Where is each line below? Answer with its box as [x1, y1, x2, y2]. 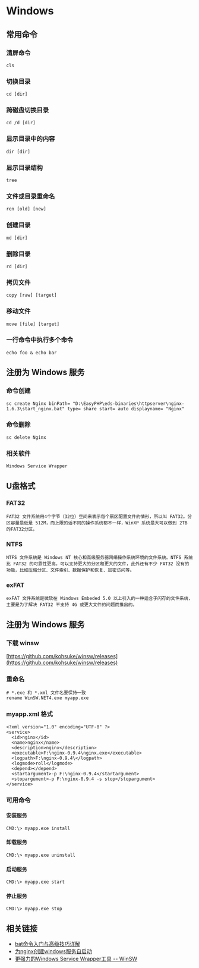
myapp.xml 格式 [6, 710, 53, 718]
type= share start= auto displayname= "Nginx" [67, 406, 185, 411]
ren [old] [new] [6, 206, 46, 212]
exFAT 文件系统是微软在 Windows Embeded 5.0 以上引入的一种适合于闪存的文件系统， [6, 596, 193, 602]
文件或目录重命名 [6, 192, 55, 200]
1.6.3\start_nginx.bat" [6, 406, 65, 411]
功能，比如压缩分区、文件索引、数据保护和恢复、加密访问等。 [6, 567, 135, 573]
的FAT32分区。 [6, 526, 37, 532]
